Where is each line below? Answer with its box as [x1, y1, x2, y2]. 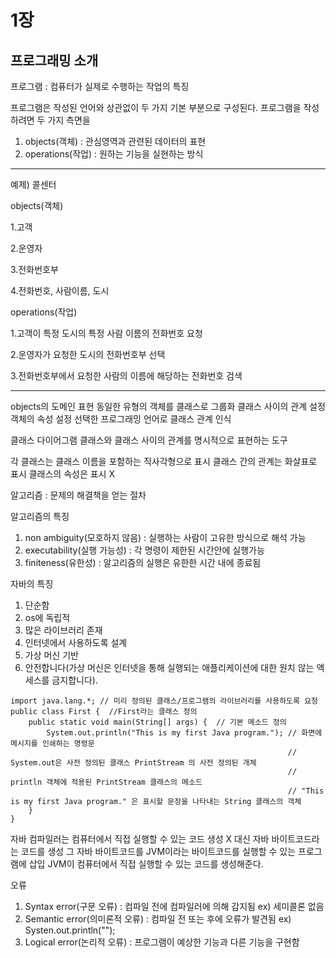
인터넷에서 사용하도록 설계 [24, 637, 128, 648]
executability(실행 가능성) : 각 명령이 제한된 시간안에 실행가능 [24, 544, 265, 556]
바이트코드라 [271, 833, 320, 845]
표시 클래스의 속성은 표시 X [10, 468, 115, 480]
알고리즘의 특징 [10, 511, 70, 522]
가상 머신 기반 [24, 649, 79, 661]
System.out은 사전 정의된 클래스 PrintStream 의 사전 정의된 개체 [10, 758, 257, 768]
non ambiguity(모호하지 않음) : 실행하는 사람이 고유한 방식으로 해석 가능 [24, 532, 307, 543]
